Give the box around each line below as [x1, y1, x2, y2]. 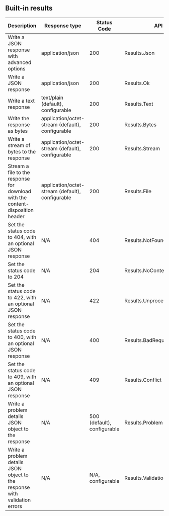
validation [8, 496, 31, 503]
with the [8, 194, 27, 201]
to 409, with [8, 373, 37, 380]
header [8, 213, 25, 220]
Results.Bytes [124, 121, 157, 128]
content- [8, 200, 29, 207]
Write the [8, 115, 29, 122]
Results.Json [124, 49, 155, 56]
